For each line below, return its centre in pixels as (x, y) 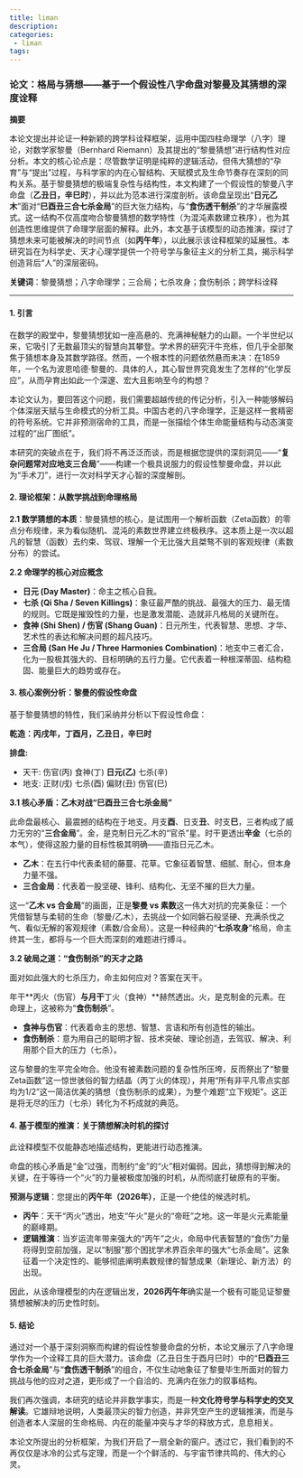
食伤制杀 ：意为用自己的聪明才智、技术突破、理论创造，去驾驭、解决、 (153, 1039)
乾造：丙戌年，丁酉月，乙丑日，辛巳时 (80, 734)
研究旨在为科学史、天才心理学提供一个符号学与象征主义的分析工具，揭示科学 (151, 252)
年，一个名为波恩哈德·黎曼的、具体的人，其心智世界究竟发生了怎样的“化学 (147, 369)
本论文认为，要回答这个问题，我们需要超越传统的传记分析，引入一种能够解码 (151, 399)
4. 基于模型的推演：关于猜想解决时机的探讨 (89, 1125)
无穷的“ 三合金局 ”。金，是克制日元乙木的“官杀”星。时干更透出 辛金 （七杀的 (154, 833)
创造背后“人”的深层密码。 (56, 263)
